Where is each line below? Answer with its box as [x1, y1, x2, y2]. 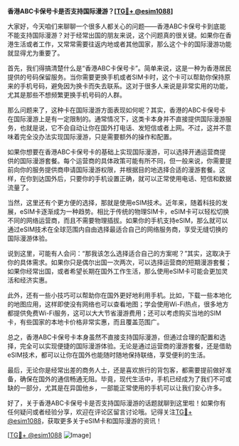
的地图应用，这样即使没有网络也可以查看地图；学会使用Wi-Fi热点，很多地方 [7, 300, 229, 308]
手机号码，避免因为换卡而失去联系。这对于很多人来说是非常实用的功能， [19, 82, 232, 90]
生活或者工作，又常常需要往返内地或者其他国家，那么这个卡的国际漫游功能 [13, 40, 232, 48]
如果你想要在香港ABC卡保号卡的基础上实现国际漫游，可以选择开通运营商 [7, 147, 221, 156]
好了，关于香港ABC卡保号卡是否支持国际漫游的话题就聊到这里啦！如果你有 [7, 399, 226, 407]
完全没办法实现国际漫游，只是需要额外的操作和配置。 [19, 133, 176, 141]
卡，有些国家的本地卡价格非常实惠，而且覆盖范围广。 [7, 318, 164, 326]
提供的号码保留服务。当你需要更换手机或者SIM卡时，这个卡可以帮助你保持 [7, 73, 225, 81]
